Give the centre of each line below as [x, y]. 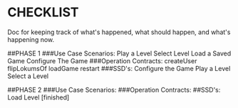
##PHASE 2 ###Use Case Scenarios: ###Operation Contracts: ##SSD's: [114, 90]
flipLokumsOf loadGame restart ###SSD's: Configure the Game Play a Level [119, 68]
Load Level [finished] [38, 97]
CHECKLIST [43, 12]
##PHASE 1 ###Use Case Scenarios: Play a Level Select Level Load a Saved [119, 53]
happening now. [31, 39]
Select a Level [28, 76]
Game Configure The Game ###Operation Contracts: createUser [102, 60]
